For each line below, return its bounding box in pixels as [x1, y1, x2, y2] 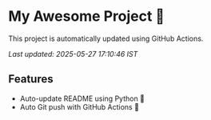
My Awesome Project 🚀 [8, 7, 165, 26]
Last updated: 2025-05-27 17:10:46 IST [8, 49, 138, 58]
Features [8, 72, 54, 86]
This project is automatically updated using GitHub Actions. [8, 34, 204, 43]
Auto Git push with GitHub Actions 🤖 [19, 102, 140, 111]
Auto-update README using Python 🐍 [19, 94, 145, 103]
